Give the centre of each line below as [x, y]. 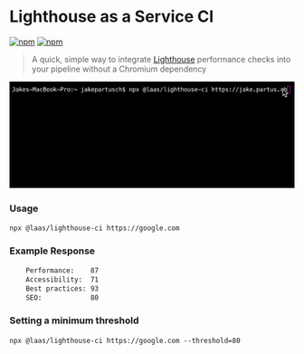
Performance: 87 [62, 271]
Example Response [52, 251]
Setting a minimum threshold [74, 321]
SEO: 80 [62, 298]
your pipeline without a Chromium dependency [119, 69]
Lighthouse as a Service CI [112, 17]
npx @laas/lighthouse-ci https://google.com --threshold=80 [125, 340]
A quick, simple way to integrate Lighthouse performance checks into [161, 59]
